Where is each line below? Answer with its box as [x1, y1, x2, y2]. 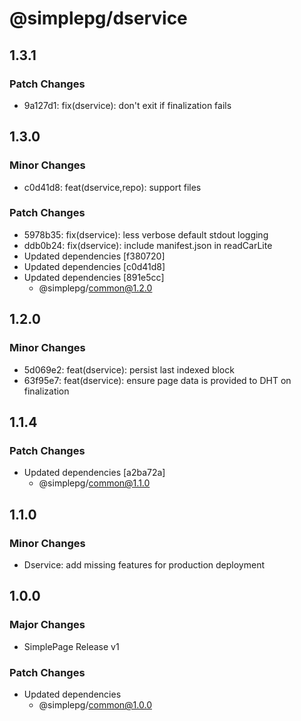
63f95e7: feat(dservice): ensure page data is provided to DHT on [23, 374, 292, 386]
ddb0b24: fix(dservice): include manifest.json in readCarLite [23, 239, 273, 251]
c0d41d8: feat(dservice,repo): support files [23, 181, 202, 193]
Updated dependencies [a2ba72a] [23, 467, 166, 479]
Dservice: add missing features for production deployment [23, 558, 265, 571]
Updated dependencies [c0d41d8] [23, 260, 166, 272]
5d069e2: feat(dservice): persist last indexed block [23, 363, 235, 376]
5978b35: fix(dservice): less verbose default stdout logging [23, 228, 269, 241]
